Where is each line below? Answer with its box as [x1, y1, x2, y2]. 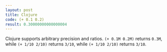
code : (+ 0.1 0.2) [5, 17, 44, 22]
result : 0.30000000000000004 [5, 21, 67, 27]
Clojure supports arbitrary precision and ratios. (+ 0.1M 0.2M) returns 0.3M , [5, 36, 162, 42]
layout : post [5, 7, 33, 13]
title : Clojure [5, 12, 38, 17]
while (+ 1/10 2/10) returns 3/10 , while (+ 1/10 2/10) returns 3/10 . [5, 41, 147, 47]
